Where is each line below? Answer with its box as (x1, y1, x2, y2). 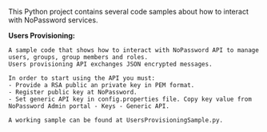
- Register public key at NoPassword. (8, 88, 137, 96)
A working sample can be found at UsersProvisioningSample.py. (8, 116, 224, 124)
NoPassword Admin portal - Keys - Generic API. (8, 102, 170, 110)
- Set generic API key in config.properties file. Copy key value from (8, 95, 252, 103)
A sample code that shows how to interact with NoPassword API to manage (8, 46, 260, 54)
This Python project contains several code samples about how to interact (8, 7, 249, 16)
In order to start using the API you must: (8, 74, 156, 82)
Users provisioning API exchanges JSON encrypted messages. (8, 60, 213, 68)
